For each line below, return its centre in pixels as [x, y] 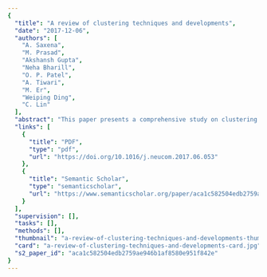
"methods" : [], [40, 231]
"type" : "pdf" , [54, 149]
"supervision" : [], [47, 216]
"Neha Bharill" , [49, 68]
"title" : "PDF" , [55, 142]
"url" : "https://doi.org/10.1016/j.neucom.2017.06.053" [123, 156]
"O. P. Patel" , [47, 75]
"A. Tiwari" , [43, 82]
